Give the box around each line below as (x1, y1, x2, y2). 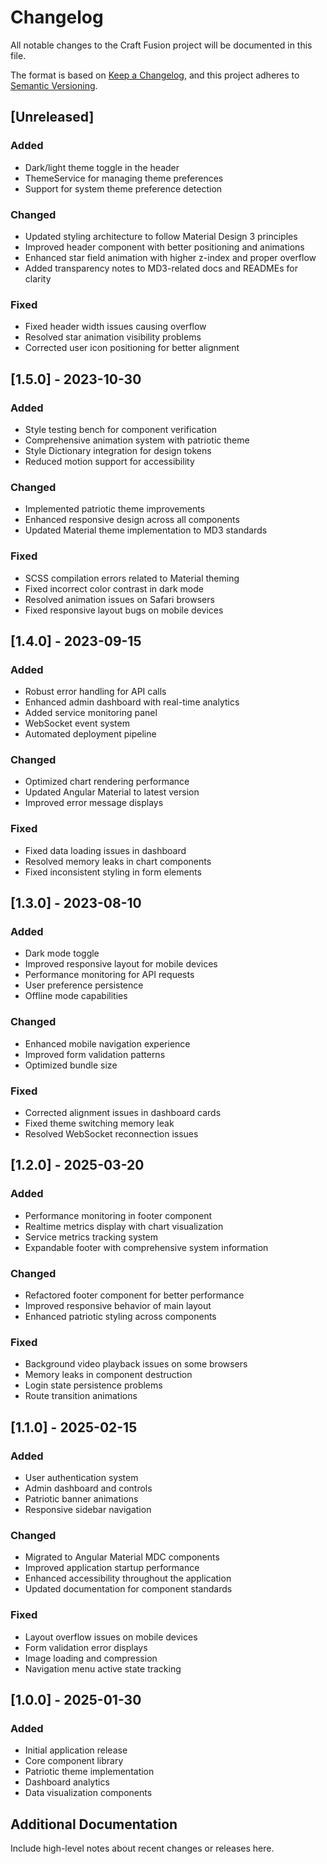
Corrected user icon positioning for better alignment (24, 342, 240, 354)
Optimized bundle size (24, 1059, 118, 1071)
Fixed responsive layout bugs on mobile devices (24, 604, 224, 616)
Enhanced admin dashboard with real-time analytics (24, 696, 240, 708)
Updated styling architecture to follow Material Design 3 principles (24, 230, 298, 242)
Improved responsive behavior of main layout (24, 1300, 212, 1312)
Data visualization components (24, 1787, 153, 1799)
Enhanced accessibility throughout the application (24, 1572, 232, 1585)
